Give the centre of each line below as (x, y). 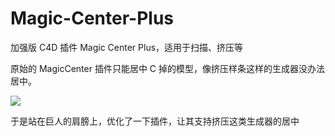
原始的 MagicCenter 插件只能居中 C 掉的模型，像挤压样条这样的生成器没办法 (167, 68)
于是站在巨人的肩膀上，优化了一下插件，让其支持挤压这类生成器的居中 (155, 121)
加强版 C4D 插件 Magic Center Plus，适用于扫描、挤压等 (127, 47)
